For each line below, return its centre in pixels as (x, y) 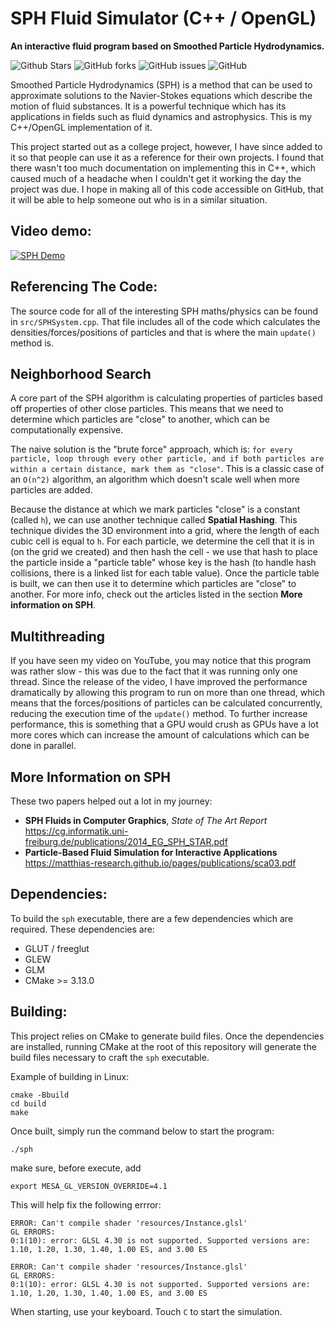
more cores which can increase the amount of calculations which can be (160, 735)
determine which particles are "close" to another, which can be (140, 419)
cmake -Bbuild (40, 1095)
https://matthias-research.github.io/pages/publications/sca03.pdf (160, 863)
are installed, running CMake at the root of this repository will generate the (163, 1046)
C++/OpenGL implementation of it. (81, 127)
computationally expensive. (67, 430)
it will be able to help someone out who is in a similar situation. (139, 199)
